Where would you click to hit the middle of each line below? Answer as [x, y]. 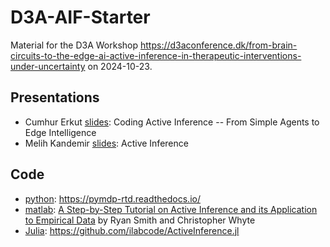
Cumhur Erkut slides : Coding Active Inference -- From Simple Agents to [172, 122]
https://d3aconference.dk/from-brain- [219, 45]
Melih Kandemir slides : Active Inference [106, 143]
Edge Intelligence [60, 132]
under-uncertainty [48, 66]
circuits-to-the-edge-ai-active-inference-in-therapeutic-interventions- [156, 55]
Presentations [55, 97]
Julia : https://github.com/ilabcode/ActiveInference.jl [132, 230]
